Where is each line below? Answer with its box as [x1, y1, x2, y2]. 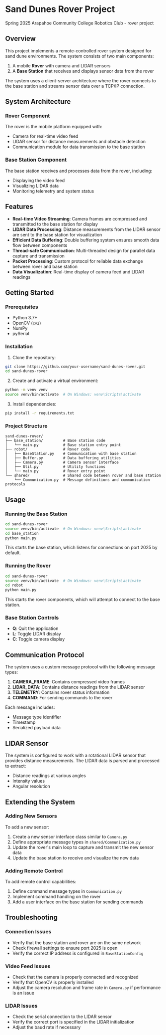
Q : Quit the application [12, 625, 59, 631]
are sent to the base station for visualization [12, 231, 102, 237]
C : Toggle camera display [12, 636, 65, 642]
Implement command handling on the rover [12, 894, 101, 900]
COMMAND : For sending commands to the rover [12, 695, 113, 701]
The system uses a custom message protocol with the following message [5, 664, 156, 670]
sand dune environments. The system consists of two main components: [5, 53, 154, 59]
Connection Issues [5, 928, 52, 935]
